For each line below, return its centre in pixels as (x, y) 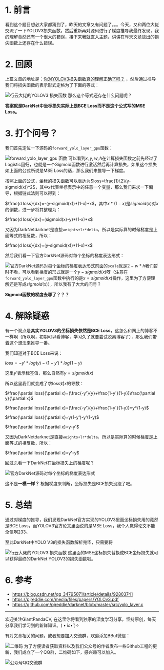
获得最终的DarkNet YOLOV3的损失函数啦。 (52, 559)
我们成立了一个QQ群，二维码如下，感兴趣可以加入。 (66, 652)
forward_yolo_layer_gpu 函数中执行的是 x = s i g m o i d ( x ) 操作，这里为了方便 (78, 278)
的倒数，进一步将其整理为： (33, 209)
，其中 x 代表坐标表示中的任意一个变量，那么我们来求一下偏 (94, 187)
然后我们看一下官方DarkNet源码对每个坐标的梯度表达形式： (65, 255)
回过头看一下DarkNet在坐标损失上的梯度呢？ (50, 463)
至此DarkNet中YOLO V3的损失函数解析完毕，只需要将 (59, 542)
